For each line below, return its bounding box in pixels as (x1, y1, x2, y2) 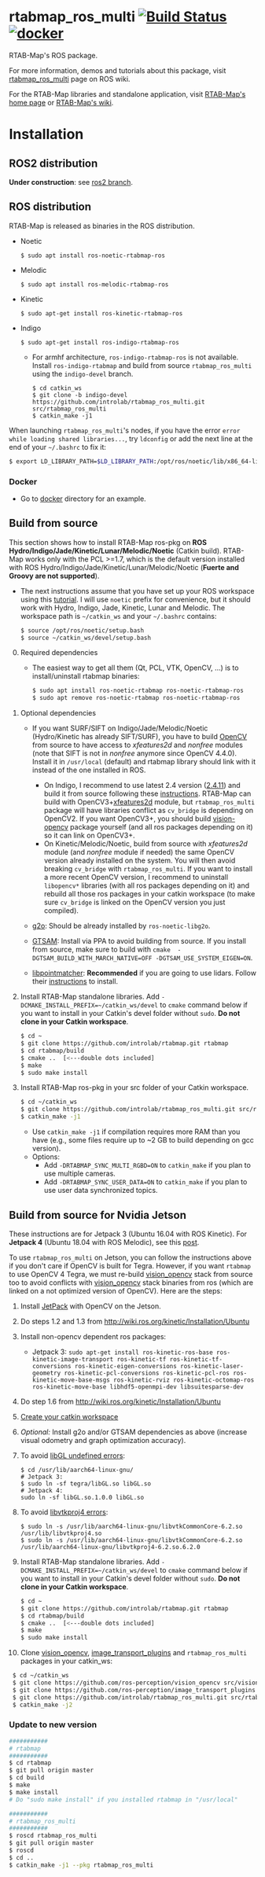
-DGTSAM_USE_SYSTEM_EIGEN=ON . (155, 953, 253, 962)
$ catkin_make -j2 (12, 1701, 73, 1709)
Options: (31, 1152, 60, 1161)
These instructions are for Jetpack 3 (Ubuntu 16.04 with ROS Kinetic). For (9, 1229, 247, 1238)
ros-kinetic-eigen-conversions (74, 1362, 178, 1370)
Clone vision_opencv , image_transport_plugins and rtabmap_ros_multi (20, 1648, 247, 1658)
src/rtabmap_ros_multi (31, 405, 107, 413)
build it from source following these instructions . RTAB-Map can (43, 789, 252, 798)
